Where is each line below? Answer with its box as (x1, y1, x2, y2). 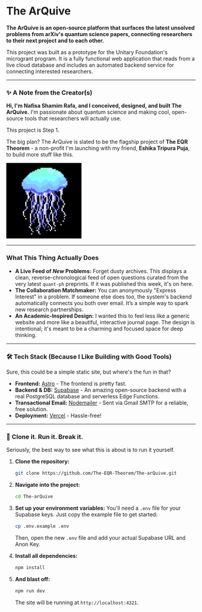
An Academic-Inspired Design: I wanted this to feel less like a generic (14, 312, 191, 320)
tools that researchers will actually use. (25, 115, 121, 122)
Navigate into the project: (14, 481, 81, 489)
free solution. (14, 405, 48, 413)
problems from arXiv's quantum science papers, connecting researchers (6, 30, 192, 37)
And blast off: (14, 575, 50, 583)
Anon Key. (14, 540, 41, 548)
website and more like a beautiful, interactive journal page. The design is (14, 318, 195, 326)
